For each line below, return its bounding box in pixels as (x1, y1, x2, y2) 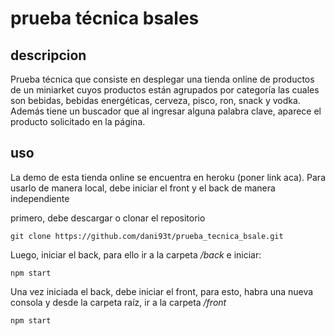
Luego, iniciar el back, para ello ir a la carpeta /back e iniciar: (10, 248, 262, 261)
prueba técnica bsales (10, 7, 200, 30)
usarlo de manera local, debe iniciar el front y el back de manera (10, 182, 276, 194)
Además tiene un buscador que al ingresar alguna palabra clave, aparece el (10, 105, 322, 117)
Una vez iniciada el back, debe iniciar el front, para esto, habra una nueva (10, 285, 314, 297)
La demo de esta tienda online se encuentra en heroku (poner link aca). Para (10, 171, 326, 183)
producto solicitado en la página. (10, 116, 146, 127)
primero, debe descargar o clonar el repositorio (10, 212, 206, 224)
